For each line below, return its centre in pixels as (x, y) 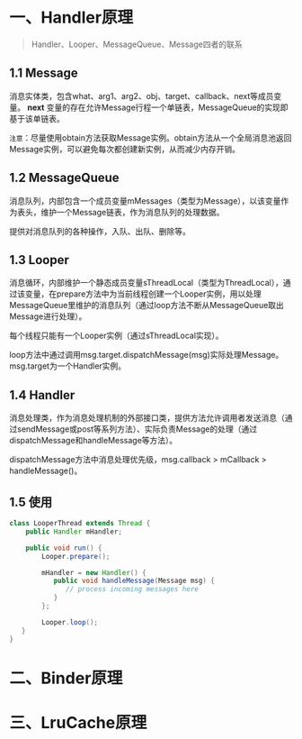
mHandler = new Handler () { (94, 572)
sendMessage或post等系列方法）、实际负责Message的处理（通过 (137, 429)
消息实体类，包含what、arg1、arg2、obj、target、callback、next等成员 (142, 96)
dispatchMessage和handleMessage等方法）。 (93, 441)
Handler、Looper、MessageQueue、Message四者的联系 (137, 44)
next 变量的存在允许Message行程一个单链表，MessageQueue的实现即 (158, 107)
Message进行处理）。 (48, 316)
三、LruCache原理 (78, 722)
